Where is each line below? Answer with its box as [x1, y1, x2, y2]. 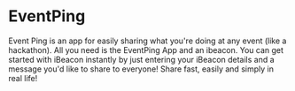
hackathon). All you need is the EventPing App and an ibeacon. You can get [8, 44, 284, 55]
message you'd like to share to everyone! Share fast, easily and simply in [8, 64, 274, 74]
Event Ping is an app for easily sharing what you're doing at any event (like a [8, 35, 287, 46]
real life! [8, 72, 38, 83]
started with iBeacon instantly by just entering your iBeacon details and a [8, 54, 276, 64]
